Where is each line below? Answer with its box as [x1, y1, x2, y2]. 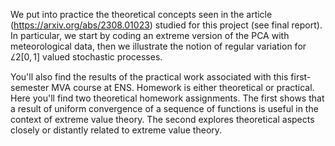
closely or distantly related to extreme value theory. [10, 124, 223, 136]
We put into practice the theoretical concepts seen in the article [10, 9, 273, 20]
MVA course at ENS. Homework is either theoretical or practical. [51, 82, 315, 93]
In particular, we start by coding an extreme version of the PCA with [10, 30, 290, 41]
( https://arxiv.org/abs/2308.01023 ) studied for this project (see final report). [10, 19, 323, 31]
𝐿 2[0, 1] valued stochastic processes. [10, 51, 163, 63]
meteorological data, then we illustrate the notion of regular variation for [10, 40, 307, 52]
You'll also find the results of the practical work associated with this [10, 71, 289, 83]
